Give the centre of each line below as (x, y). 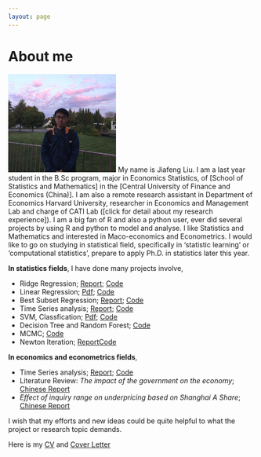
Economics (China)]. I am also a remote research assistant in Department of (130, 194)
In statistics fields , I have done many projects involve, (96, 268)
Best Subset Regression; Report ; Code (82, 300)
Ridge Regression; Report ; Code (71, 283)
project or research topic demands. (65, 429)
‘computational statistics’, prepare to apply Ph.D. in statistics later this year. (129, 253)
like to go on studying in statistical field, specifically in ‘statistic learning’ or (129, 244)
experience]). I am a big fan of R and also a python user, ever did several (125, 219)
